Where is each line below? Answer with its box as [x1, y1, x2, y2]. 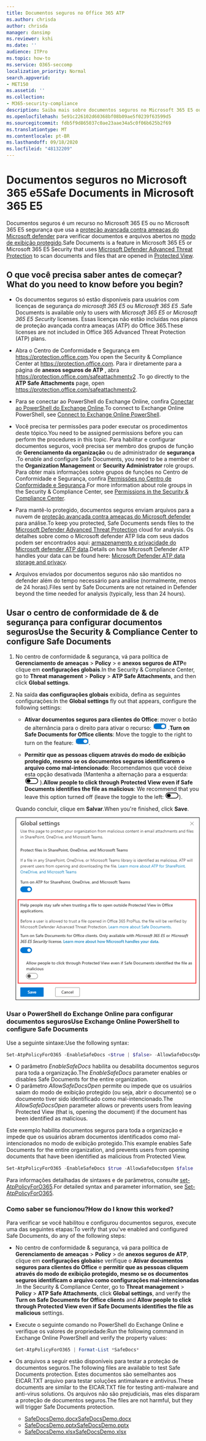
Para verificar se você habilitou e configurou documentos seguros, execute [6, 1219, 197, 1226]
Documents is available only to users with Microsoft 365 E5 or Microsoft [15, 309, 197, 316]
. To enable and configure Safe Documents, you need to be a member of [15, 455, 197, 463]
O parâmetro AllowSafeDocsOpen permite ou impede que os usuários [15, 1082, 192, 1089]
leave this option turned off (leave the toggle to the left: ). [24, 793, 183, 800]
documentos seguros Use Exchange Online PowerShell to [6, 1018, 180, 1026]
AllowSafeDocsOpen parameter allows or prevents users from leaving [15, 1102, 192, 1109]
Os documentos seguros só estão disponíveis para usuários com [15, 295, 180, 303]
